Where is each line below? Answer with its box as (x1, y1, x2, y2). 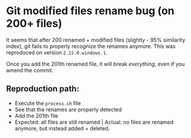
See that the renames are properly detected (14, 105, 122, 113)
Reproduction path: (6, 84, 79, 94)
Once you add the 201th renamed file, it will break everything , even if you (6, 60, 185, 68)
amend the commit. (6, 66, 53, 73)
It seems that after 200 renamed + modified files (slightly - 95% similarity (6, 36, 186, 43)
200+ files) (6, 17, 62, 30)
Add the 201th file (14, 112, 58, 119)
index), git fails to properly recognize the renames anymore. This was (6, 43, 176, 50)
